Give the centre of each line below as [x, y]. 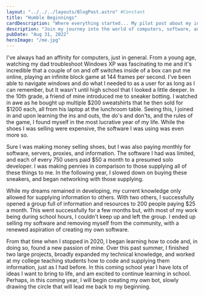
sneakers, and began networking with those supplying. [75, 179]
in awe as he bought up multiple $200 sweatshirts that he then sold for [95, 103]
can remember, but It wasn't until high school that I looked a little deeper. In [100, 90]
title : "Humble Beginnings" [42, 18]
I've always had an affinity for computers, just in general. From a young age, [101, 57]
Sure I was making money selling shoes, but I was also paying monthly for [99, 147]
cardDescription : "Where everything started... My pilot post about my [99, 23]
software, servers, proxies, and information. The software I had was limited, [101, 153]
